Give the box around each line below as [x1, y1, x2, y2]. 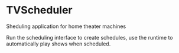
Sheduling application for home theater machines [6, 23, 126, 30]
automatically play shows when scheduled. [6, 40, 111, 47]
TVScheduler [6, 3, 73, 17]
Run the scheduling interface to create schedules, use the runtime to [6, 34, 173, 41]
